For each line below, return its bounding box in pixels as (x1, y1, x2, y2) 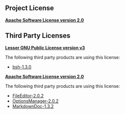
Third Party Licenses (5, 32, 71, 40)
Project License (5, 4, 54, 12)
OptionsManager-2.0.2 (12, 98, 59, 104)
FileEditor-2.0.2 (12, 93, 44, 99)
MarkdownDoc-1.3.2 (12, 103, 54, 109)
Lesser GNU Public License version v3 (5, 45, 85, 51)
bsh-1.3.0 (12, 64, 32, 70)
